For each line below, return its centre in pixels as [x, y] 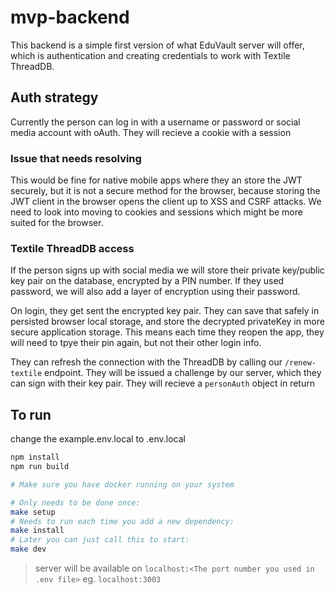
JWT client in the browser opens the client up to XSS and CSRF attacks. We [166, 202]
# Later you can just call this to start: [100, 540]
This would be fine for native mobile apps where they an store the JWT [156, 180]
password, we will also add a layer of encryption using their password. [155, 292]
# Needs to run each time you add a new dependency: [122, 521]
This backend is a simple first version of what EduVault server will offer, [157, 45]
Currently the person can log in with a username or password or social [155, 122]
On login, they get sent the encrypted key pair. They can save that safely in [165, 311]
